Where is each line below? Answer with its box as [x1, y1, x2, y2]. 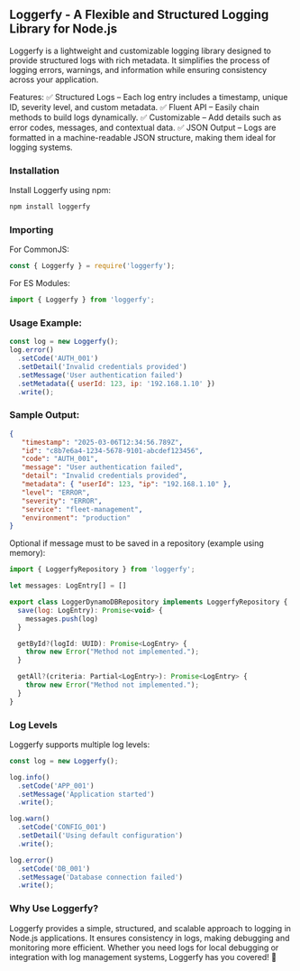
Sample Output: [9, 409, 80, 421]
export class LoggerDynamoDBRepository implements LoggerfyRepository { [9, 597, 288, 606]
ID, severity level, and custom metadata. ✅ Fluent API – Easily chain [9, 101, 259, 112]
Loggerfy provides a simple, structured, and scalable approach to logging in [9, 922, 291, 933]
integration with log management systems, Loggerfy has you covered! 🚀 [9, 951, 277, 962]
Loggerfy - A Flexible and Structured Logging [9, 7, 269, 23]
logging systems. [9, 142, 74, 153]
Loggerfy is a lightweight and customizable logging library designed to [9, 45, 272, 56]
